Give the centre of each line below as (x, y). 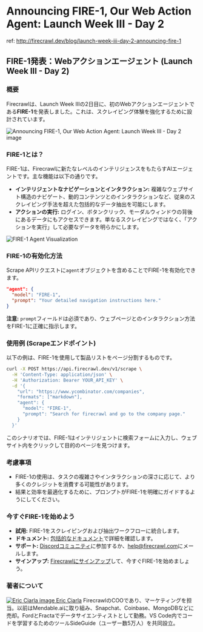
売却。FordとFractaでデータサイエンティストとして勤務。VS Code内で (94, 615)
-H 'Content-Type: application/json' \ (62, 374)
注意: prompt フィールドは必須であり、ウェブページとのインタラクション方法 (101, 318)
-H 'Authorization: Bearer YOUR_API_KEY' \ (67, 380)
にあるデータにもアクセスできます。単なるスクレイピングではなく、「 (101, 219)
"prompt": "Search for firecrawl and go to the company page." (104, 414)
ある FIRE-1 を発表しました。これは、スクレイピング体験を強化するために (97, 111)
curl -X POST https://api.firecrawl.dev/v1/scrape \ (74, 369)
